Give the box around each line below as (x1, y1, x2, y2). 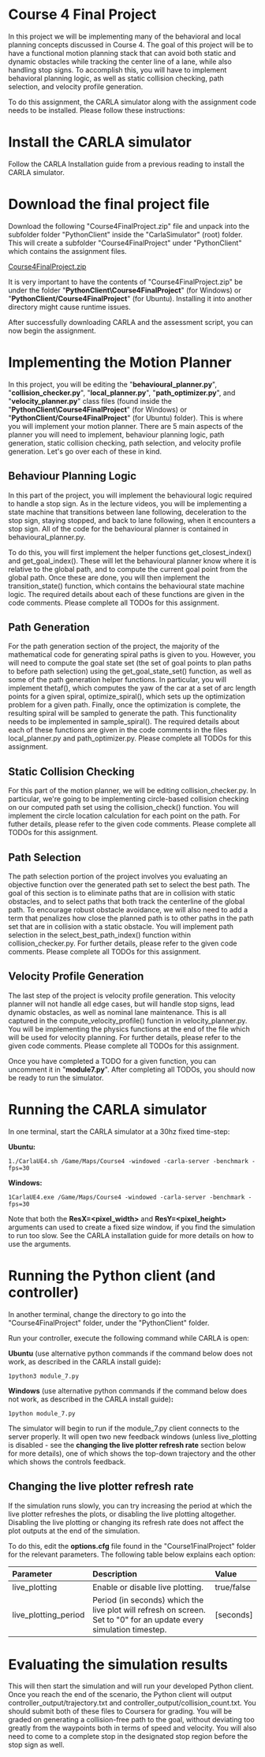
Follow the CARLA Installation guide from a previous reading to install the (8, 159, 244, 169)
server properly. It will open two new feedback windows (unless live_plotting (8, 1431, 257, 1441)
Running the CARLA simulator (8, 1101, 207, 1118)
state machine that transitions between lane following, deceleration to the (8, 507, 247, 517)
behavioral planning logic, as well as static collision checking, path (8, 73, 225, 83)
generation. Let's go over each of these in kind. (8, 446, 162, 456)
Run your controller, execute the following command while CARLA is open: (8, 1333, 250, 1342)
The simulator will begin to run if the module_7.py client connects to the (8, 1423, 240, 1433)
